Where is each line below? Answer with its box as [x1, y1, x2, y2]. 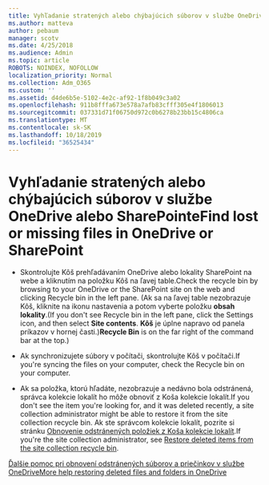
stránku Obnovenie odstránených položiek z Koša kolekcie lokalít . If [19, 426, 242, 436]
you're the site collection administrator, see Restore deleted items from [19, 434, 254, 445]
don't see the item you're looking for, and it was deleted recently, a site [19, 401, 255, 410]
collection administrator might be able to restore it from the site [19, 410, 228, 419]
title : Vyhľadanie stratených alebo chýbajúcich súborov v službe [8, 11, 235, 20]
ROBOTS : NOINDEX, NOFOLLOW [8, 64, 98, 72]
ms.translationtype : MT [8, 116, 88, 124]
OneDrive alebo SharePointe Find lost [8, 207, 259, 225]
